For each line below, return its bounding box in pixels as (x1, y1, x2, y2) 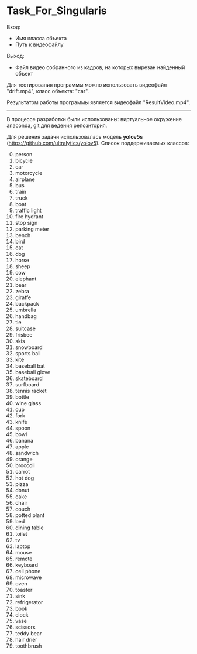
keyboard (15, 561, 39, 569)
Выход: (6, 52, 25, 59)
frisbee (15, 331, 33, 338)
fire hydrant (15, 213, 43, 220)
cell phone (15, 567, 41, 574)
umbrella (15, 306, 37, 313)
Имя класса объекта (15, 35, 67, 42)
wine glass (15, 399, 42, 406)
